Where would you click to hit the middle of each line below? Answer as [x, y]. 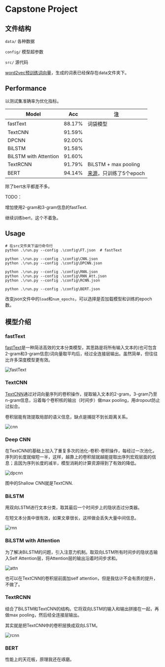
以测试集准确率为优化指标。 [33, 101]
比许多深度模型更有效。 [29, 360]
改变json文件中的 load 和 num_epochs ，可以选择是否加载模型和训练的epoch [79, 299]
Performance [26, 88]
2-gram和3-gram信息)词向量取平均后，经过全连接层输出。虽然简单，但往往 [82, 354]
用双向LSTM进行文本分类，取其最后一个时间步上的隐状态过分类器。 [74, 508]
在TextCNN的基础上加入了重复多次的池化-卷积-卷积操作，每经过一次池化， [81, 451]
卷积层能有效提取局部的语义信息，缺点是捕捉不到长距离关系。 [68, 417]
